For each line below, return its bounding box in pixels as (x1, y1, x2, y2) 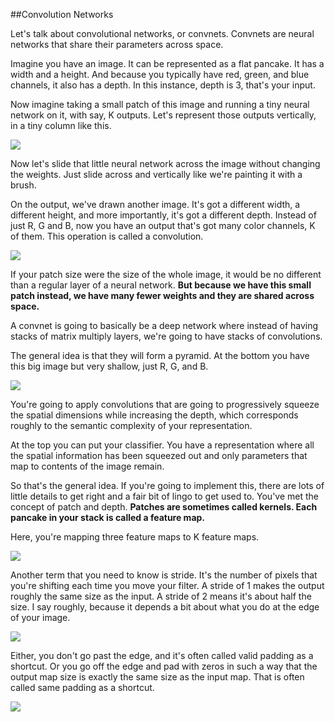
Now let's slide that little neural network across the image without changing (10, 158, 321, 169)
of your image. (10, 612, 71, 623)
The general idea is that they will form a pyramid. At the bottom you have (10, 350, 310, 361)
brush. (10, 179, 37, 191)
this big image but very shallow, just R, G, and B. (10, 360, 209, 372)
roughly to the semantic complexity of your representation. (10, 420, 253, 431)
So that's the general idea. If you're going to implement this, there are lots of (10, 480, 325, 491)
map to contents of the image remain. (10, 460, 165, 472)
